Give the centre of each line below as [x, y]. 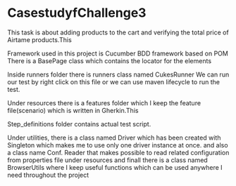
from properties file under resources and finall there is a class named [107, 160]
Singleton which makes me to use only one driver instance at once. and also [118, 145]
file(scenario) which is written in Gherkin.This [73, 110]
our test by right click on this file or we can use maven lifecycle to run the [114, 81]
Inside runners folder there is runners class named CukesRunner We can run [118, 74]
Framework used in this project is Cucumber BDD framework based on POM [118, 53]
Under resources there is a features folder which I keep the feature [104, 102]
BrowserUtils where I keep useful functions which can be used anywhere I [115, 167]
